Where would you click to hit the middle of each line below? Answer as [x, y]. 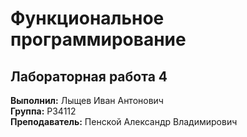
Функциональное [87, 18]
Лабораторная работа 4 [89, 76]
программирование [98, 39]
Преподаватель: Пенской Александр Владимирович [124, 121]
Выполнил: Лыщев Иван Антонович [87, 100]
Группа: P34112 [43, 111]
